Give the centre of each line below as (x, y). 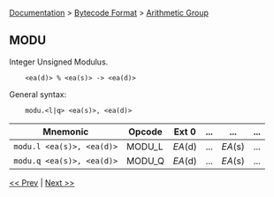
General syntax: (38, 94)
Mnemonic (66, 132)
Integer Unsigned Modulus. (59, 62)
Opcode (145, 132)
